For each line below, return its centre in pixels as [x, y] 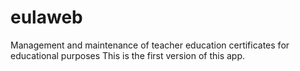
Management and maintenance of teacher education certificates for [150, 45]
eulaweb [46, 17]
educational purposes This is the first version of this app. [128, 55]
